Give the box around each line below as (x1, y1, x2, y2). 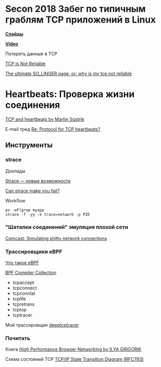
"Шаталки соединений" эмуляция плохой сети (5, 223, 128, 231)
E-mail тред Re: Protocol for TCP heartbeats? (5, 126, 100, 132)
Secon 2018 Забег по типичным (5, 3, 146, 15)
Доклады (5, 168, 25, 174)
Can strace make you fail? (5, 188, 60, 194)
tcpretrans (12, 301, 35, 307)
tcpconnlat (12, 290, 36, 296)
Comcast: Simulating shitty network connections (5, 235, 108, 241)
